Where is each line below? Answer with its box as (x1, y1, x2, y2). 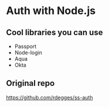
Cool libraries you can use (6, 27, 103, 37)
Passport (14, 43, 37, 50)
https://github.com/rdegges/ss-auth (6, 94, 93, 101)
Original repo (6, 78, 55, 88)
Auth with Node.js (6, 4, 96, 18)
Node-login (14, 49, 42, 56)
